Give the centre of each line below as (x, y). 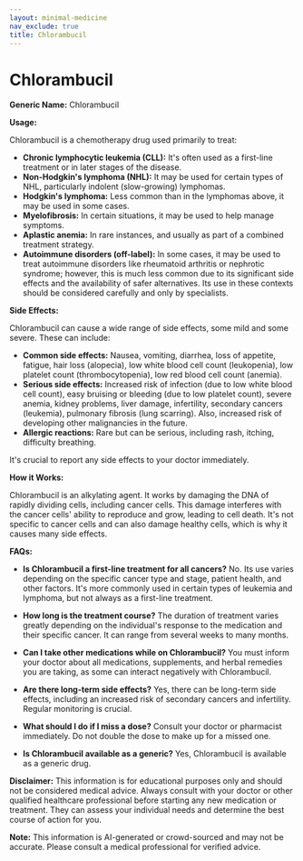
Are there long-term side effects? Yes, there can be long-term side (149, 690)
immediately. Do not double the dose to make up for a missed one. (147, 736)
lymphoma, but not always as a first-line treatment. (117, 598)
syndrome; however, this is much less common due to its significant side (158, 274)
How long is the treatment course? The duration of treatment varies (151, 616)
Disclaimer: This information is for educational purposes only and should (146, 781)
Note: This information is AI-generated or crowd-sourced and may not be (147, 837)
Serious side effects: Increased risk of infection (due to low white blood (157, 385)
